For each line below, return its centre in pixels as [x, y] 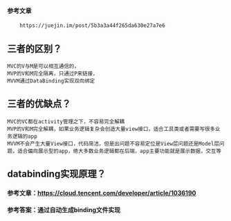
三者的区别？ [35, 48]
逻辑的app [25, 136]
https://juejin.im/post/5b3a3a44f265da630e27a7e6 [93, 26]
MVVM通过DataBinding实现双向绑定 [51, 81]
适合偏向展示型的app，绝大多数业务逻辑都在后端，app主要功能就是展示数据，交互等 [119, 151]
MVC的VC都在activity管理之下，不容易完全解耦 [66, 121]
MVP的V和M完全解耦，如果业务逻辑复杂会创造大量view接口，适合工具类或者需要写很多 [111, 129]
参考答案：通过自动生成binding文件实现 [64, 210]
